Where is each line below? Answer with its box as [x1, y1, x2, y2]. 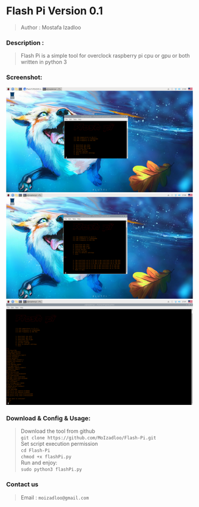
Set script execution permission [20, 441, 98, 448]
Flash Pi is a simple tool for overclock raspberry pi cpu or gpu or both [20, 52, 190, 59]
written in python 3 [20, 58, 67, 66]
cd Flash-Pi [20, 448, 50, 454]
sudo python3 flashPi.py [20, 467, 82, 473]
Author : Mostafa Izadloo [20, 24, 81, 31]
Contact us [6, 480, 38, 489]
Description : [6, 39, 44, 47]
